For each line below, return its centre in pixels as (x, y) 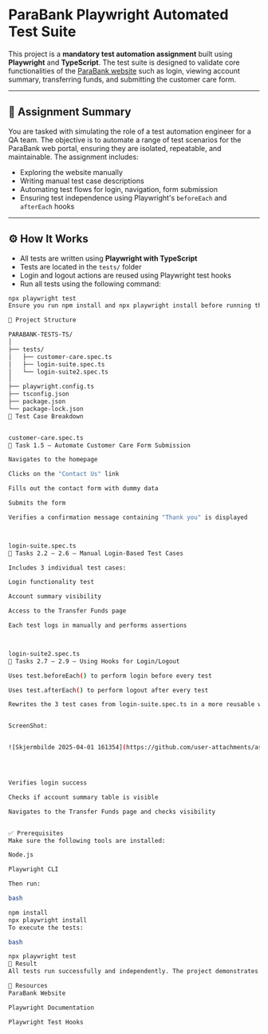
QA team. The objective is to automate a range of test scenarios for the (125, 140)
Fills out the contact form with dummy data (83, 489)
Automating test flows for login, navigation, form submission (118, 189)
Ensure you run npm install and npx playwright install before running (130, 305)
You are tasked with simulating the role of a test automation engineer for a (130, 131)
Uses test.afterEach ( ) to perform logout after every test (108, 690)
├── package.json (37, 401)
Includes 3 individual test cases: (67, 568)
